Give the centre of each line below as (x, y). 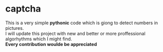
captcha (23, 9)
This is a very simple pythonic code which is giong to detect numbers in (81, 23)
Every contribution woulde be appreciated (51, 44)
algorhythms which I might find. (39, 39)
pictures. (15, 28)
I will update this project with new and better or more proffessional (75, 33)
